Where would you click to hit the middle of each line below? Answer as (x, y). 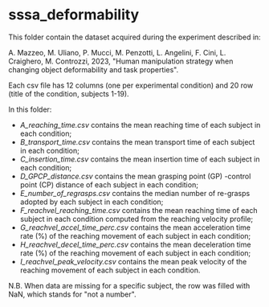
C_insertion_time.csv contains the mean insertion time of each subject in (140, 159)
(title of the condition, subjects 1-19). (69, 93)
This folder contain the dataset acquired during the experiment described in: (134, 37)
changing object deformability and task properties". (94, 69)
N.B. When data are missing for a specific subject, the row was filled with (129, 285)
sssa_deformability (74, 15)
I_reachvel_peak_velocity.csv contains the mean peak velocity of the (133, 261)
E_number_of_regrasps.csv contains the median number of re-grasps (135, 193)
